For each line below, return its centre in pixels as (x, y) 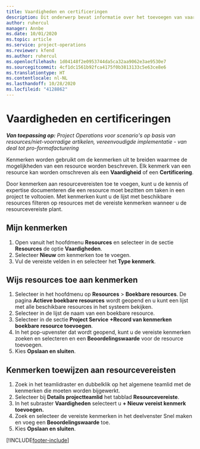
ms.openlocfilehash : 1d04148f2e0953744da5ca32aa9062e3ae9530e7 (86, 61)
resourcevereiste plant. (35, 209)
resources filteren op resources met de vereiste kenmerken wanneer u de (96, 203)
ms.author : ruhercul (32, 56)
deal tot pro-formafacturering (43, 148)
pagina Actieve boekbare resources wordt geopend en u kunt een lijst (101, 301)
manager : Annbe (25, 28)
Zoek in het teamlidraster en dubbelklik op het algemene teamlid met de (103, 385)
